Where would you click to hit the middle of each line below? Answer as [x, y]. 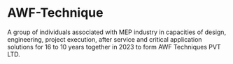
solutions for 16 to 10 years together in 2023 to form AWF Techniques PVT [114, 47]
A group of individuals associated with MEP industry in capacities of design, [116, 32]
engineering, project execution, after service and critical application [105, 39]
